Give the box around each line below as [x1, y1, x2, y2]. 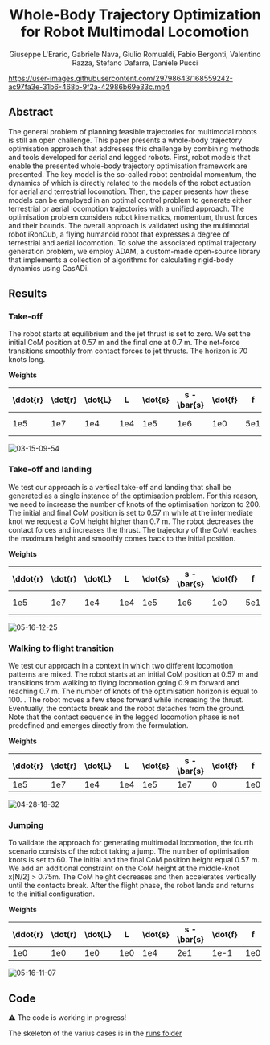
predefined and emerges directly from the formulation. [8, 721, 189, 730]
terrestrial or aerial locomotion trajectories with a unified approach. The [8, 204, 245, 213]
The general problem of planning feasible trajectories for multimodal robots [8, 126, 257, 136]
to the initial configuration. [8, 889, 95, 899]
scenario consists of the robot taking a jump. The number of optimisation [8, 846, 250, 856]
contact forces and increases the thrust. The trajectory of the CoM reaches [8, 525, 257, 534]
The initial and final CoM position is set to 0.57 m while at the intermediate [8, 508, 253, 517]
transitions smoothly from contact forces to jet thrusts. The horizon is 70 [8, 346, 248, 356]
